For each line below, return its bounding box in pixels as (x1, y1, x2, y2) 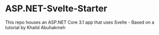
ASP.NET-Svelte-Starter (5, 3, 108, 14)
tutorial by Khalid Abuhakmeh (5, 24, 66, 30)
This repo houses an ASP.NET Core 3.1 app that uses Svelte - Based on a (5, 19, 155, 25)
